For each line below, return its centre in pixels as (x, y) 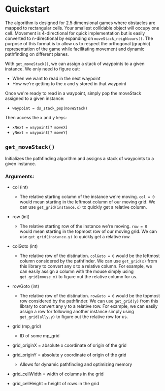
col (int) (20, 187)
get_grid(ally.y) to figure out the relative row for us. (74, 317)
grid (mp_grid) (27, 326)
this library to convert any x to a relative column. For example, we (86, 266)
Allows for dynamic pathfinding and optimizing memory (76, 364)
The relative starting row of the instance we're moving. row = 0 (83, 226)
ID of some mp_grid (40, 336)
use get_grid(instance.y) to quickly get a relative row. (75, 237)
